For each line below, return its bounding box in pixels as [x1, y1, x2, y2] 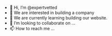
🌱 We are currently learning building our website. [9, 15, 108, 20]
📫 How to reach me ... [9, 26, 55, 31]
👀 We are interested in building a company [9, 10, 95, 16]
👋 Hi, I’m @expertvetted [9, 5, 57, 10]
